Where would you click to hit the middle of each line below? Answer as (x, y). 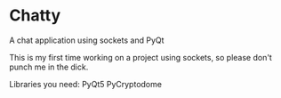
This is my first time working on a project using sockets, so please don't (141, 57)
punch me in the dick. (49, 67)
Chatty (35, 16)
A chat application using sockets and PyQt (87, 40)
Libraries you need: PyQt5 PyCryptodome (86, 84)
